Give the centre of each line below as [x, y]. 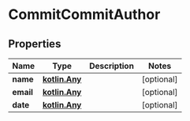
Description [112, 66]
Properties [35, 44]
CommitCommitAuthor [84, 15]
